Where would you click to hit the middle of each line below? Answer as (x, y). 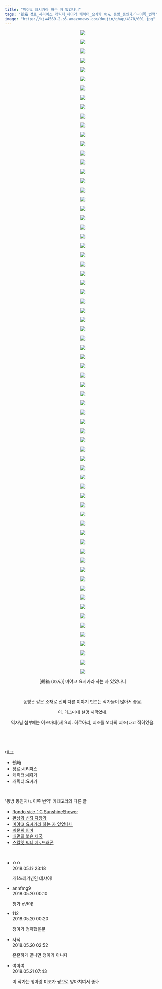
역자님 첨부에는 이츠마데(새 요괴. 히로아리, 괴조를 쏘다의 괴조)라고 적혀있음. (83, 723)
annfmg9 (21, 888)
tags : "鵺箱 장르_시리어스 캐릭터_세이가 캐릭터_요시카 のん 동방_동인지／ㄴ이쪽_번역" (81, 14)
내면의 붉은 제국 (27, 836)
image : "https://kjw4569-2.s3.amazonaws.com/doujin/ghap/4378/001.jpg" (80, 19)
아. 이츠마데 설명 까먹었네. (83, 712)
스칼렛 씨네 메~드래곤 (33, 843)
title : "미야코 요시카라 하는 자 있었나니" (43, 10)
